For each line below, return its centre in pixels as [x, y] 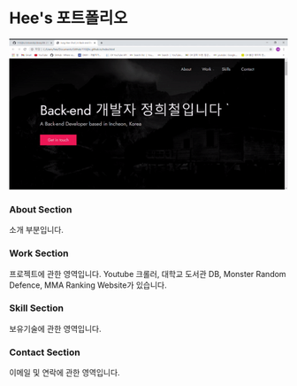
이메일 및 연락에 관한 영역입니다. [65, 373]
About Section [41, 209]
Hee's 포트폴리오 [69, 18]
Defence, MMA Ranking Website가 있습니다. [88, 285]
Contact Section [45, 352]
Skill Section [37, 308]
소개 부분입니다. [37, 230]
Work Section [39, 253]
